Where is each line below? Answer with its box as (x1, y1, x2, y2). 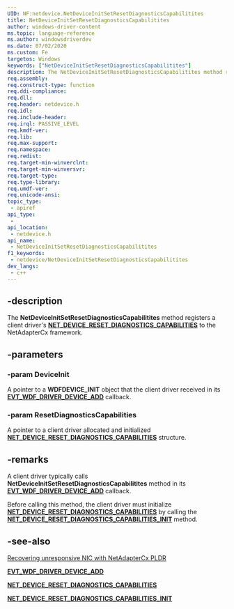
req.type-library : (7, 178, 61, 185)
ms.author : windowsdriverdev (7, 36, 92, 43)
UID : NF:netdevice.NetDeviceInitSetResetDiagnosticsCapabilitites (7, 10, 204, 17)
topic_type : (7, 198, 42, 206)
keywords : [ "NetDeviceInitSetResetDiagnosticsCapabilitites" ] (7, 62, 192, 69)
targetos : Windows (7, 56, 61, 63)
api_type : (7, 211, 36, 218)
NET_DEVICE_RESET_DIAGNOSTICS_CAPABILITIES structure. (7, 433, 187, 442)
